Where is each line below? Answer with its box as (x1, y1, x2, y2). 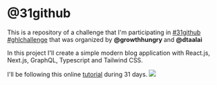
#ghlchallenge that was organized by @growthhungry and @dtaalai (7, 35, 202, 43)
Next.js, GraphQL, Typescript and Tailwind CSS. (7, 56, 143, 64)
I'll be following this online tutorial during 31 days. (7, 70, 148, 78)
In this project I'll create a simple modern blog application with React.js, (7, 49, 211, 57)
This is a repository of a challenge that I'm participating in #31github (7, 28, 201, 36)
